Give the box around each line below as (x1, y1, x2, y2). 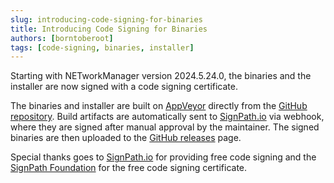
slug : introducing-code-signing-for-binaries (10, 14, 203, 25)
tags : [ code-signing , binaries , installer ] (10, 42, 195, 53)
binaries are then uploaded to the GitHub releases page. (10, 132, 242, 144)
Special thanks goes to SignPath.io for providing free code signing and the (10, 151, 317, 163)
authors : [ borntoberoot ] (10, 33, 114, 43)
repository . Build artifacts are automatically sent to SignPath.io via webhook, (10, 111, 325, 123)
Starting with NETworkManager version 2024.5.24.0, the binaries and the (10, 70, 312, 82)
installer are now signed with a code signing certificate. (10, 81, 238, 93)
